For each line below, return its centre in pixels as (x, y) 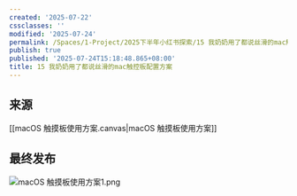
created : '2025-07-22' (51, 17)
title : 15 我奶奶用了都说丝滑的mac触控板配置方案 (91, 67)
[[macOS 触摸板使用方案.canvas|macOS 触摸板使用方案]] (113, 128)
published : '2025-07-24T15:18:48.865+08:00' (92, 59)
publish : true (35, 51)
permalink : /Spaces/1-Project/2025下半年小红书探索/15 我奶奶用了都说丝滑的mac (148, 42)
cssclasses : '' (37, 26)
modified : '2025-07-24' (53, 34)
